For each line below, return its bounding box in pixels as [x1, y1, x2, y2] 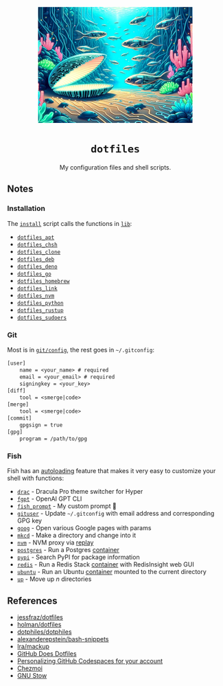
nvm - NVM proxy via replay [16, 538, 94, 547]
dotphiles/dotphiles [16, 628, 72, 636]
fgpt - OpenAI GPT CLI [16, 494, 82, 503]
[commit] [7, 415, 32, 422]
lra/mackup [16, 642, 50, 651]
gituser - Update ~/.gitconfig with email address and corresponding [16, 510, 215, 518]
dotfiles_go [16, 271, 51, 277]
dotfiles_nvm [16, 292, 55, 299]
